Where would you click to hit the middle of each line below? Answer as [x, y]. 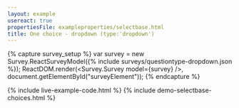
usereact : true [30, 21]
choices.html [26, 98]
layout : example [31, 14]
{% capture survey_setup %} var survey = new [76, 54]
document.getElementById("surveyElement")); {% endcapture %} [104, 77]
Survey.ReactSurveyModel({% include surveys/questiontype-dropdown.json [120, 62]
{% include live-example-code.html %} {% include [81, 90]
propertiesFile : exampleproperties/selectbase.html [86, 27]
